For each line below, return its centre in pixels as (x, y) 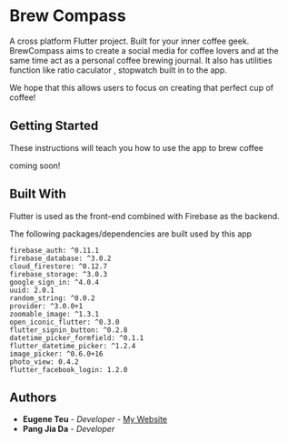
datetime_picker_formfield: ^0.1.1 (77, 337)
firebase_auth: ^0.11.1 (55, 250)
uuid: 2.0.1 (32, 290)
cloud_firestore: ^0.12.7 (58, 266)
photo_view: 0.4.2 (44, 362)
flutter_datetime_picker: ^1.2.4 (73, 346)
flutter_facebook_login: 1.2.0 (69, 369)
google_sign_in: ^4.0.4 (55, 282)
